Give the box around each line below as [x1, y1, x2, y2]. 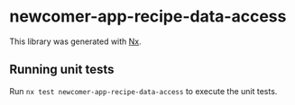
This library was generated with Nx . [9, 36, 142, 47]
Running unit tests [9, 62, 115, 77]
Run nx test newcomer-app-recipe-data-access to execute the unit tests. [9, 85, 278, 96]
